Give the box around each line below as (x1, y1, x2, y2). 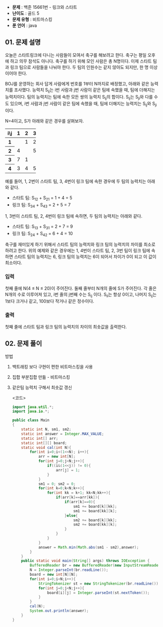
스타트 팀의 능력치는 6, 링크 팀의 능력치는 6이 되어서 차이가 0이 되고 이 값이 (14, 254, 157, 260)
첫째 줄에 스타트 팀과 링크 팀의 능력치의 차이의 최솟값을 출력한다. (5, 324, 127, 329)
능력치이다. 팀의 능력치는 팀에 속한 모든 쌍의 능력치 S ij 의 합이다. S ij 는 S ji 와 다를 (5, 94, 153, 101)
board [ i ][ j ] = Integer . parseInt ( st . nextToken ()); (47, 590, 150, 595)
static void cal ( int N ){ (21, 445, 72, 450)
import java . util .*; (12, 405, 54, 409)
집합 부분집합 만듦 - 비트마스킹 (12, 374, 71, 380)
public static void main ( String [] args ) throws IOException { (21, 558, 150, 564)
